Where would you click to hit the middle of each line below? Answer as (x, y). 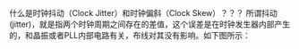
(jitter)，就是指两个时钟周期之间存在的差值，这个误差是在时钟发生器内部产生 (150, 24)
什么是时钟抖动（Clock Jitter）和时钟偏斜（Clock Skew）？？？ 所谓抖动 (143, 13)
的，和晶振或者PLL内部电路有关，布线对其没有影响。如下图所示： (130, 35)
